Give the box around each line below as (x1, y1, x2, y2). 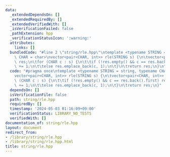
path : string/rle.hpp (10, 97, 56, 102)
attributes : (10, 41, 35, 46)
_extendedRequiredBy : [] (10, 17, 62, 22)
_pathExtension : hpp (10, 31, 53, 36)
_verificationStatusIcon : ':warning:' (10, 36, 92, 41)
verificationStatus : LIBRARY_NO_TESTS (10, 111, 92, 116)
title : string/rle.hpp (5, 144, 53, 149)
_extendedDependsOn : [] (10, 12, 60, 17)
